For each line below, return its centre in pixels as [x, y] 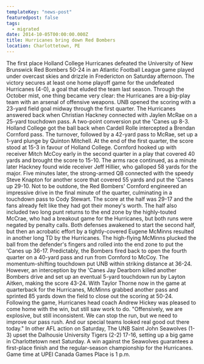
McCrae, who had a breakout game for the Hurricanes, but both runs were [100, 218]
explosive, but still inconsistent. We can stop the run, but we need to [92, 315]
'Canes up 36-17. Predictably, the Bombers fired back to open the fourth [97, 251]
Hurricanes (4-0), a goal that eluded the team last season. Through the [95, 89]
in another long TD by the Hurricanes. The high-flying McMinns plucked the [101, 237]
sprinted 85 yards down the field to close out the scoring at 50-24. [90, 296]
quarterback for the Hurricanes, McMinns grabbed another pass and [92, 289]
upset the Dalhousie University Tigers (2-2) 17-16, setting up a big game [103, 335]
